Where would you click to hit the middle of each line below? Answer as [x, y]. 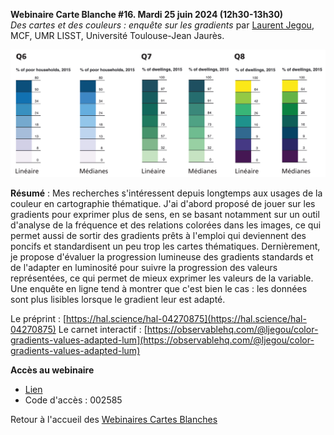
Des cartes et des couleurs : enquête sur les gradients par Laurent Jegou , [162, 25]
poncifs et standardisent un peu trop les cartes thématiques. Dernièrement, [165, 246]
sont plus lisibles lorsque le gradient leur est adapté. [118, 300]
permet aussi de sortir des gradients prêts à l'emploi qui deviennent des [158, 236]
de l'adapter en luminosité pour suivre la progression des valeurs [144, 268]
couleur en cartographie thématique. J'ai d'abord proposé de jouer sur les [163, 204]
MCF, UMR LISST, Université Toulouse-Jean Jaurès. [117, 35]
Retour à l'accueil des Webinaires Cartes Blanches [114, 420]
